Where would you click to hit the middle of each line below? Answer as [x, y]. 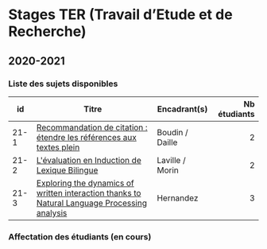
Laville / [171, 160]
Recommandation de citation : [92, 127]
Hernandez [178, 198]
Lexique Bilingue [67, 170]
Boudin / [172, 132]
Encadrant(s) [182, 109]
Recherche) [47, 31]
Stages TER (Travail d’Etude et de [120, 15]
